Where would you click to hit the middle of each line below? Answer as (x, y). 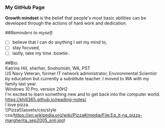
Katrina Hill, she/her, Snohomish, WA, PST (48, 68)
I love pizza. (17, 105)
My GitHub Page (25, 7)
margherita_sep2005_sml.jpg (34, 120)
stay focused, (26, 48)
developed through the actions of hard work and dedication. (66, 23)
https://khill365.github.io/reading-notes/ (46, 100)
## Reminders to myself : (29, 33)
